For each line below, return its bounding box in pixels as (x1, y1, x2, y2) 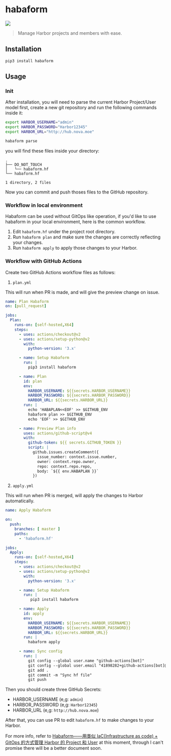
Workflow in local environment (5, 202, 83, 209)
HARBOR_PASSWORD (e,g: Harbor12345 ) (12, 702, 98, 708)
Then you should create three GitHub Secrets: (5, 687, 102, 693)
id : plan (23, 379, 42, 384)
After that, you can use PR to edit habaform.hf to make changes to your (5, 717, 154, 723)
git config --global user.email (27, 663, 97, 668)
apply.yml (12, 483, 34, 489)
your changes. (12, 239, 43, 246)
